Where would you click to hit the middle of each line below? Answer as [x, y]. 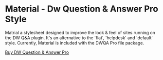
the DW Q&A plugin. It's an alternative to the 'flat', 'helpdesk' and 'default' [79, 38]
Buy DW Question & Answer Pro [37, 52]
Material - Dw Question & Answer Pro [82, 9]
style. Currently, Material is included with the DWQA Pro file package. [75, 43]
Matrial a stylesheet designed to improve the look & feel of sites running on [80, 32]
